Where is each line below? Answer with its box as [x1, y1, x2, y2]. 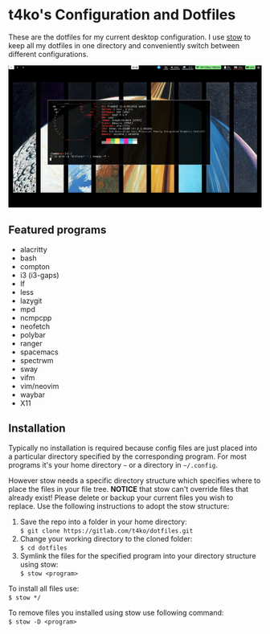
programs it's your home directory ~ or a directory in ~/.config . [8, 460, 219, 469]
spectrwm [19, 355, 54, 365]
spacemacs [19, 347, 59, 357]
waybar [19, 390, 46, 399]
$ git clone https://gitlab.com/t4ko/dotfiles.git [19, 526, 194, 535]
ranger [19, 338, 43, 348]
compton [19, 261, 51, 271]
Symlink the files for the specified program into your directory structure [19, 550, 256, 560]
